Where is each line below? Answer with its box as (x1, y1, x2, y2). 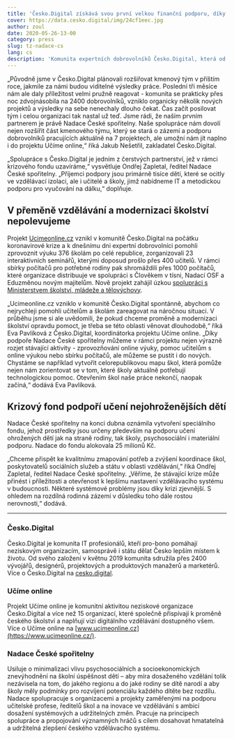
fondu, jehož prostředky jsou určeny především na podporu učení (7, 426, 196, 435)
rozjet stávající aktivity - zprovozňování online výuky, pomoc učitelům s (7, 343, 212, 352)
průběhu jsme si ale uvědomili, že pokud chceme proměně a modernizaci (7, 314, 217, 322)
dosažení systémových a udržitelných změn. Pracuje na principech (7, 709, 200, 717)
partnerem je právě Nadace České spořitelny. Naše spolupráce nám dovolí (7, 119, 221, 127)
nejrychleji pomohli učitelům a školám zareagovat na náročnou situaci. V (7, 306, 214, 315)
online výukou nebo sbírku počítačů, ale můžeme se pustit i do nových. (7, 351, 211, 359)
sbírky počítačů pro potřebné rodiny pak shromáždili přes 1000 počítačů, (7, 263, 216, 272)
